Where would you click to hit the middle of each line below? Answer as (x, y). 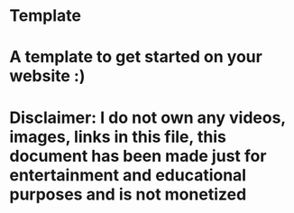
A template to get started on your (136, 57)
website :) (47, 76)
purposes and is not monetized (128, 194)
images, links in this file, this (118, 137)
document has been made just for (138, 156)
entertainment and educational (128, 175)
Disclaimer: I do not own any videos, (147, 117)
